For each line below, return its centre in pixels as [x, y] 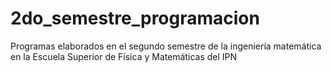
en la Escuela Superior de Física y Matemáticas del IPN [124, 56]
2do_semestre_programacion [135, 18]
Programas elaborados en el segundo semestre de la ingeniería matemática [166, 46]
